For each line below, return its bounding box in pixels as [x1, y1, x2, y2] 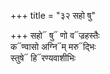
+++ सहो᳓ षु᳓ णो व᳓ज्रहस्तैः [10, 30, 100, 41]
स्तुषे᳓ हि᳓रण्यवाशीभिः [10, 52, 76, 64]
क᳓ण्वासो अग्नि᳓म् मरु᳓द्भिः [10, 41, 97, 52]
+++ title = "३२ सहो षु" [10, 10, 96, 21]
